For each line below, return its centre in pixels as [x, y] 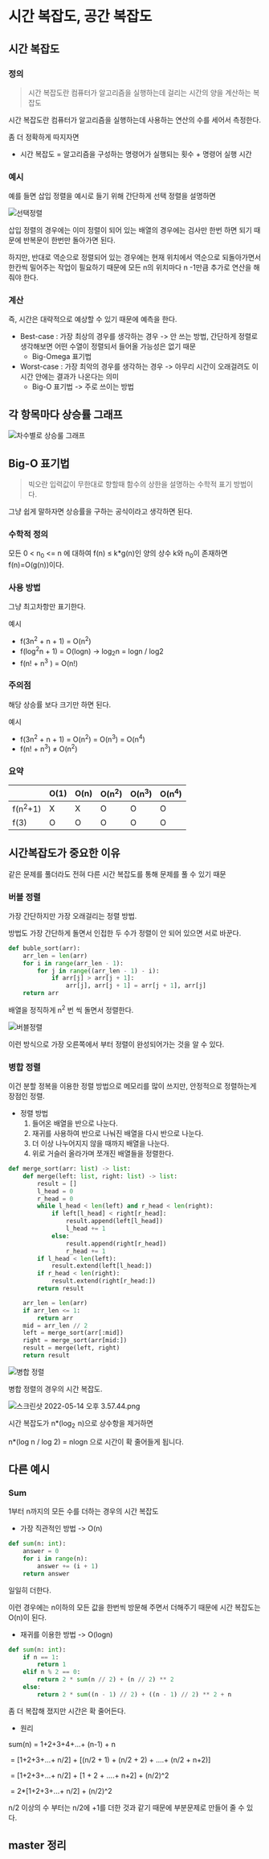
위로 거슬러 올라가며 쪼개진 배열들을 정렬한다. [103, 1153]
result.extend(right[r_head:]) [104, 1281]
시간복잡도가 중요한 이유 [64, 853]
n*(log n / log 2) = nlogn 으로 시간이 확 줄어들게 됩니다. [96, 1441]
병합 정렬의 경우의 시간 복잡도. [55, 1389]
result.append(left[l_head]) [114, 1221]
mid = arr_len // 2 [55, 1325]
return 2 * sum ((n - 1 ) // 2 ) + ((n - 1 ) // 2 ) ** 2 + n [134, 1694]
